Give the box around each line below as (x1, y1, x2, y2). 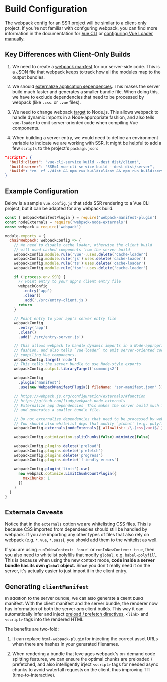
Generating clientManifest (5, 582, 89, 591)
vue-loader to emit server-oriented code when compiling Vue (12, 119, 138, 125)
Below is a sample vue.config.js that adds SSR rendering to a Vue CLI (5, 200, 150, 206)
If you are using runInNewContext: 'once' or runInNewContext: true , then (5, 547, 155, 553)
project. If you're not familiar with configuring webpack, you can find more (5, 25, 158, 31)
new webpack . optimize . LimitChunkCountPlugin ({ (18, 471, 117, 476)
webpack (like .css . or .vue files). (12, 99, 81, 105)
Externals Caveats (5, 508, 63, 516)
